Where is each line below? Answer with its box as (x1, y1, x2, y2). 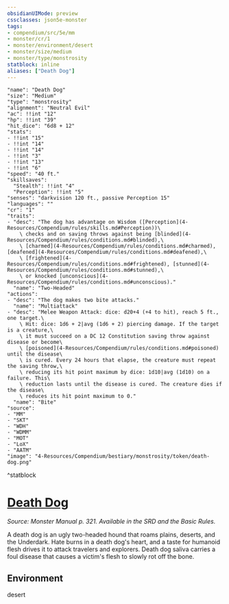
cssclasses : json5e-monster (7, 16, 88, 23)
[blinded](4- (154, 231, 192, 237)
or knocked (25, 272, 57, 279)
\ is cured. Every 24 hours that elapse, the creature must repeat (19, 356, 216, 364)
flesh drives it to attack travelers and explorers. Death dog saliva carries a (7, 545, 216, 553)
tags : (7, 23, 23, 30)
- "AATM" (7, 447, 32, 454)
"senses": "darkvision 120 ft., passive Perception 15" (7, 194, 170, 201)
